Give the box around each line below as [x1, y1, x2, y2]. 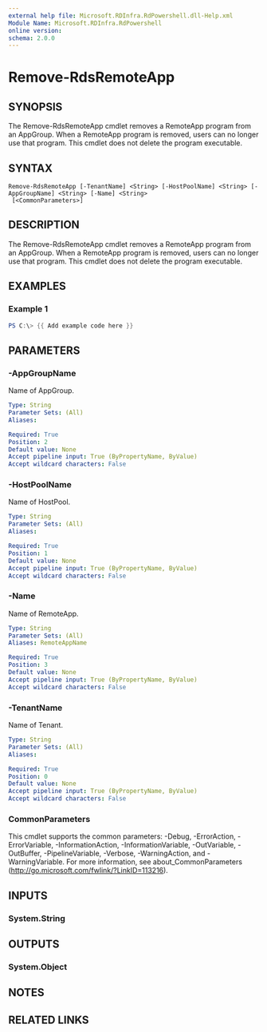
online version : [8, 26, 62, 34]
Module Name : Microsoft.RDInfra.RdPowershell [8, 19, 162, 27]
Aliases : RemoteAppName [8, 639, 88, 647]
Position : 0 [8, 772, 48, 780]
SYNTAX [8, 161, 53, 175]
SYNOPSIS [8, 100, 63, 113]
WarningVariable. [8, 857, 65, 867]
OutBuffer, [8, 848, 42, 859]
